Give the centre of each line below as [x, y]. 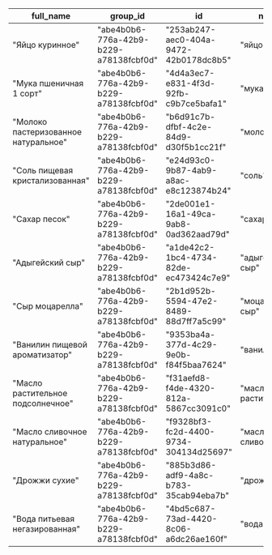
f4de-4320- [191, 388]
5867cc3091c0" [198, 408]
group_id [128, 16]
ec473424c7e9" [198, 277]
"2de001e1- [191, 204]
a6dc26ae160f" [197, 539]
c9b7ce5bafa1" [196, 103]
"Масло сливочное [50, 431]
